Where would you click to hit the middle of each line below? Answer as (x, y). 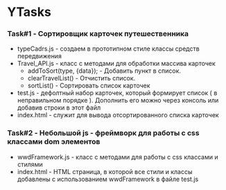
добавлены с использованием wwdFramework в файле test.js (108, 179)
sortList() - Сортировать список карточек (89, 86)
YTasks (29, 12)
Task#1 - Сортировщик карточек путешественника (98, 34)
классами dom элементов (54, 141)
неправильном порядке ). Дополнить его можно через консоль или (118, 101)
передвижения (40, 56)
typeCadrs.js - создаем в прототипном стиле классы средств (108, 49)
